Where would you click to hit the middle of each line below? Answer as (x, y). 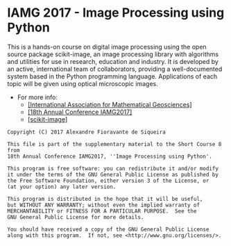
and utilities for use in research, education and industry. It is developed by (113, 61)
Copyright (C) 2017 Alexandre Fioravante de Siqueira (87, 132)
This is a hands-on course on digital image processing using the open (107, 47)
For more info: (37, 97)
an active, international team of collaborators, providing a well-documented (115, 69)
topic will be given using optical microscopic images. (83, 83)
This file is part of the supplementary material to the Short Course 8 (114, 144)
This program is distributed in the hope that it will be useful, (105, 199)
